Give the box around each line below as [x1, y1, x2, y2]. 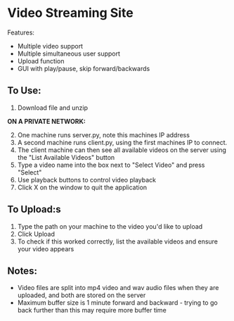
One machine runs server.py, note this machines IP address [17, 130, 190, 139]
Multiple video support [17, 42, 83, 50]
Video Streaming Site [7, 5, 134, 21]
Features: [7, 28, 35, 37]
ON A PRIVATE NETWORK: [7, 117, 86, 125]
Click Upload [17, 229, 55, 238]
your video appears [17, 244, 74, 253]
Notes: [7, 265, 37, 277]
